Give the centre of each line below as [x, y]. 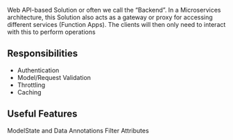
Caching [29, 92]
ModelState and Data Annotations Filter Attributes [78, 130]
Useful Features [42, 114]
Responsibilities [43, 53]
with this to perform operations [51, 32]
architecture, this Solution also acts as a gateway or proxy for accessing [110, 17]
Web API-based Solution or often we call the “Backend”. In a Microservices [114, 10]
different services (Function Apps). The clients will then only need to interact [116, 24]
